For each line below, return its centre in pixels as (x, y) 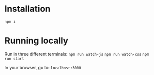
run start (15, 59)
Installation (28, 9)
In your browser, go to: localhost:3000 (43, 67)
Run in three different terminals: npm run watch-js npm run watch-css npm (77, 54)
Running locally (37, 41)
